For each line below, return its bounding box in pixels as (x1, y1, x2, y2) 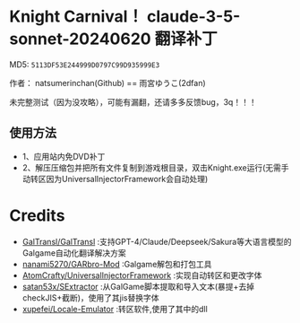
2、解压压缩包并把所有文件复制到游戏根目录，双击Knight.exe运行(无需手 (21, 161, 289, 173)
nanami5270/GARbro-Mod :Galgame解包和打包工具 (21, 258, 212, 269)
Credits (9, 205, 65, 225)
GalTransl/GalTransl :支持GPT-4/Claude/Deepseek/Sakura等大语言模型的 (21, 236, 292, 247)
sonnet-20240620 (9, 29, 151, 49)
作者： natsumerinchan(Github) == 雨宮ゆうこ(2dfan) (9, 77, 206, 88)
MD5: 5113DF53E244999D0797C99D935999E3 (9, 58, 160, 70)
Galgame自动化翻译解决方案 (21, 247, 127, 258)
